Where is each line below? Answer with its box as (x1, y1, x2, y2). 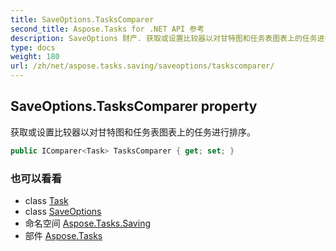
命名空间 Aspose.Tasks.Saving (24, 217, 151, 229)
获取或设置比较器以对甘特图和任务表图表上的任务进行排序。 (10, 126, 256, 138)
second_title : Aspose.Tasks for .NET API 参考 (10, 24, 205, 34)
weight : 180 (10, 52, 60, 62)
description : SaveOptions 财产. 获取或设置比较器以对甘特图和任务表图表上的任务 (10, 33, 318, 43)
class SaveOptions (24, 205, 102, 217)
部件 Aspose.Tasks (24, 229, 103, 241)
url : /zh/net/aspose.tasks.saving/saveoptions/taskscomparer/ (10, 61, 275, 71)
